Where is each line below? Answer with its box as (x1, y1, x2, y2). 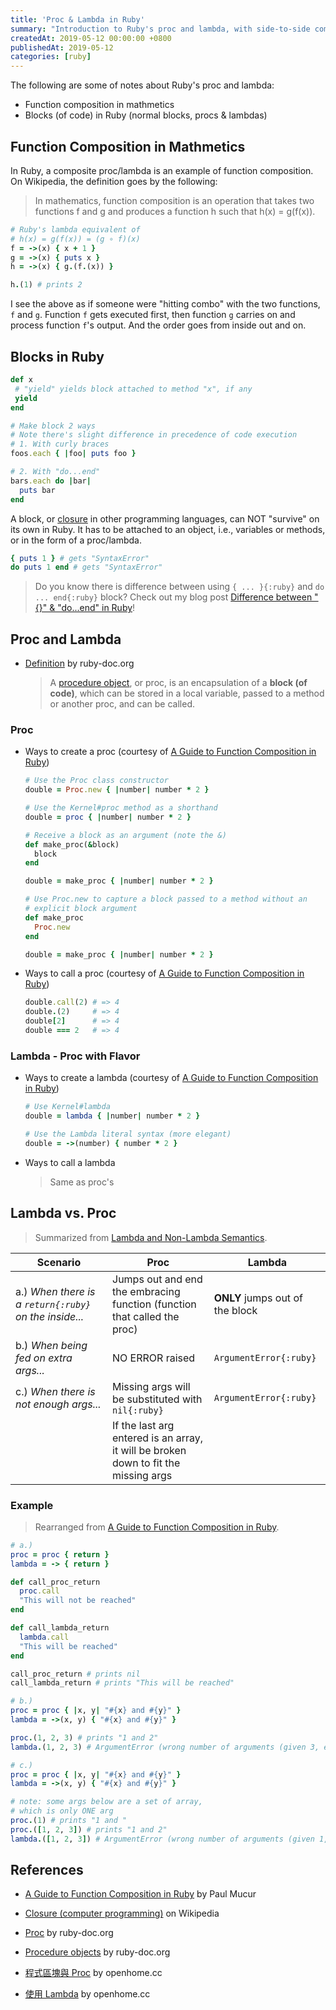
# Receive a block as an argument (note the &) (24, 830, 227, 840)
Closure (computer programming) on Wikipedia (24, 1907, 220, 1920)
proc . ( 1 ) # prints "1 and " (10, 1816, 128, 1826)
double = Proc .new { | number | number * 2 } (24, 785, 210, 795)
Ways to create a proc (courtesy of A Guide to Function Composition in (24, 746, 317, 758)
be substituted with (112, 1392, 203, 1406)
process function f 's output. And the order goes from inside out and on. (10, 319, 307, 331)
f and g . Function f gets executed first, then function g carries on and (10, 309, 296, 321)
